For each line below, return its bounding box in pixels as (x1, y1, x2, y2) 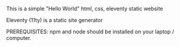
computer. (6, 35, 32, 41)
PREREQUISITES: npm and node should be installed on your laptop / (6, 28, 175, 35)
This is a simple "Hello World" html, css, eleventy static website (6, 5, 163, 12)
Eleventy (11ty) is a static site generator (6, 17, 103, 23)
